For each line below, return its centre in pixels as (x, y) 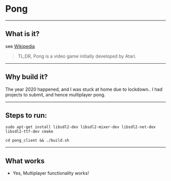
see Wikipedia (20, 46)
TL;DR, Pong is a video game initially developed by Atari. (77, 56)
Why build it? (27, 77)
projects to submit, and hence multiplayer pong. (55, 94)
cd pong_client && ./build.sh (37, 141)
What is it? (22, 34)
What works (25, 161)
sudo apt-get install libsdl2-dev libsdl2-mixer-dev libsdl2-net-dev (81, 127)
